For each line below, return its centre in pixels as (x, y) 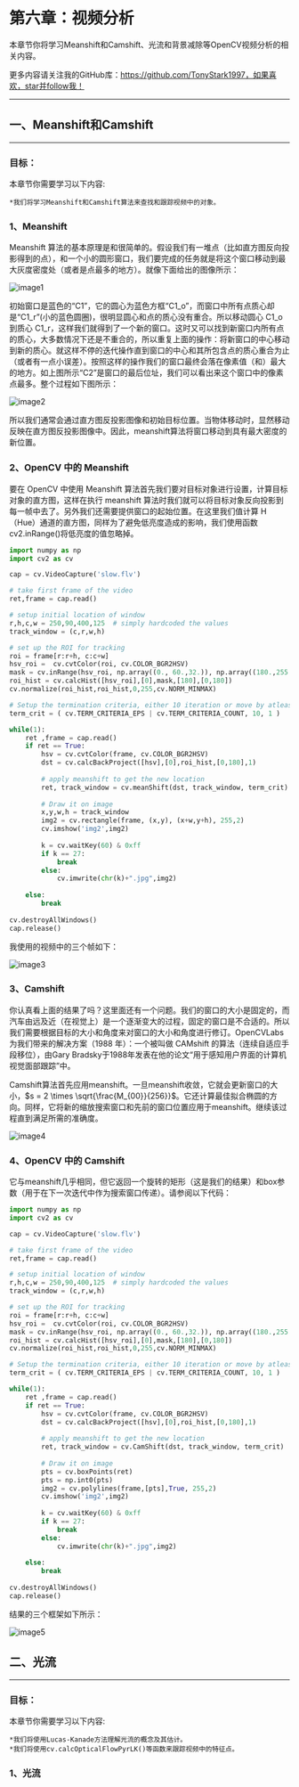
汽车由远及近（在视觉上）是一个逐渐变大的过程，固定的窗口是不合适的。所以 (149, 1021)
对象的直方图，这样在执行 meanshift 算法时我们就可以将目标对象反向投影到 (146, 500)
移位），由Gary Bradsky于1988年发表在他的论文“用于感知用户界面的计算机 (152, 1054)
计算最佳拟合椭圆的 (234, 1096)
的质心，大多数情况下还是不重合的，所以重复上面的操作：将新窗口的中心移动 (149, 339)
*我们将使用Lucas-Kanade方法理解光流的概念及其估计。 (98, 1739)
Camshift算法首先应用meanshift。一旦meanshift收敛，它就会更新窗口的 (140, 1084)
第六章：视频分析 (72, 18)
